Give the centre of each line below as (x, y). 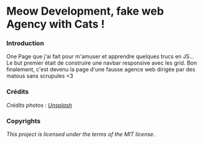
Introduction (25, 43)
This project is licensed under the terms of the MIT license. (81, 134)
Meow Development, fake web (85, 11)
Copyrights (24, 121)
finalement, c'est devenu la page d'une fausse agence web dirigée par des (101, 70)
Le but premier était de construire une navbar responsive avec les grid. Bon (102, 63)
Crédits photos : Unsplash (39, 105)
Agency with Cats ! (56, 24)
